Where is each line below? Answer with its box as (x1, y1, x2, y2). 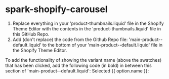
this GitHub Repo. (12, 31, 50, 37)
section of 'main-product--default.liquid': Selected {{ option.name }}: (5, 67, 149, 74)
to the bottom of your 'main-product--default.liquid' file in (42, 42, 163, 48)
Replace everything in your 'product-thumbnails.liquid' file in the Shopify (12, 20, 164, 26)
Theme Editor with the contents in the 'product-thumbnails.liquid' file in (12, 25, 161, 31)
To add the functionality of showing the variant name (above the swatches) (5, 57, 162, 63)
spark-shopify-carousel (5, 4, 108, 15)
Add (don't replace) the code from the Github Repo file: (12, 36, 128, 43)
